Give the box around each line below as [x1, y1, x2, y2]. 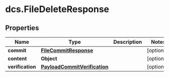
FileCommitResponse [41, 47, 94, 54]
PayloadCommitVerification [41, 63, 109, 70]
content [8, 55, 27, 62]
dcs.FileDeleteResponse [5, 4, 110, 15]
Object [41, 55, 57, 62]
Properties [5, 24, 39, 32]
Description [113, 39, 142, 45]
